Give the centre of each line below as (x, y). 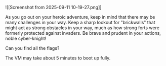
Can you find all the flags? (32, 48)
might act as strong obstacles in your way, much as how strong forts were (82, 28)
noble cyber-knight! (26, 38)
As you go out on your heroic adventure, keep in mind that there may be (80, 17)
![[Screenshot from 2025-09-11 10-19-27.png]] (53, 7)
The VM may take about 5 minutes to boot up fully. (58, 58)
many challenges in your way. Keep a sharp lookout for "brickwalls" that (80, 22)
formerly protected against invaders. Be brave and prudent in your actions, (83, 33)
